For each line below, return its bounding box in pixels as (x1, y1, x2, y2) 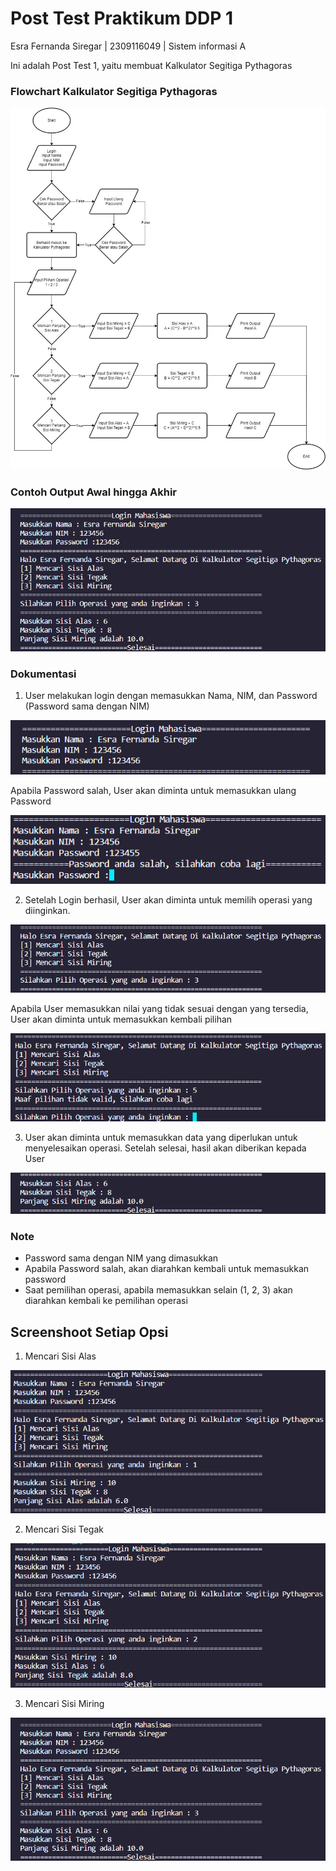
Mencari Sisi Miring (24, 1697, 105, 1709)
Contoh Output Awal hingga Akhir (10, 485, 177, 499)
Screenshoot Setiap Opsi (10, 1323, 169, 1341)
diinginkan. (24, 904, 71, 916)
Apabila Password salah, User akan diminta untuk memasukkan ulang (10, 784, 297, 796)
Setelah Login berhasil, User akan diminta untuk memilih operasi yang (24, 893, 313, 906)
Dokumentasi (10, 667, 77, 681)
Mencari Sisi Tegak (24, 1523, 104, 1536)
